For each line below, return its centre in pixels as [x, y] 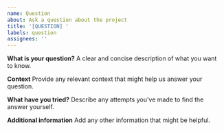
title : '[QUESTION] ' [38, 26]
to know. [19, 66]
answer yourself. [31, 107]
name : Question [29, 13]
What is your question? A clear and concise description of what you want [112, 58]
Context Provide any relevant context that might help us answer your [105, 79]
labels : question [32, 33]
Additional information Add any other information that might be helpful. [109, 120]
